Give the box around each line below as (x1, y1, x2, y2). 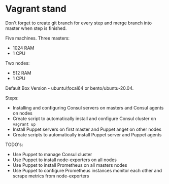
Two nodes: (5, 60, 30, 66)
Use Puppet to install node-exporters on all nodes (12, 157, 117, 163)
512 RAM (12, 69, 31, 76)
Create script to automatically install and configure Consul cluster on (12, 115, 156, 122)
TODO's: (5, 141, 23, 148)
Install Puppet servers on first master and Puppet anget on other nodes (12, 126, 161, 132)
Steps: (5, 95, 19, 101)
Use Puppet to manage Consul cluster (12, 151, 92, 157)
